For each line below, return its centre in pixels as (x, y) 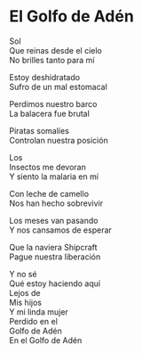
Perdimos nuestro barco (53, 103)
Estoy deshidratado (45, 77)
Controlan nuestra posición (59, 140)
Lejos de (25, 292)
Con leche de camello (49, 193)
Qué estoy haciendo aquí (55, 283)
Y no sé (23, 274)
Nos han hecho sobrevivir (56, 203)
